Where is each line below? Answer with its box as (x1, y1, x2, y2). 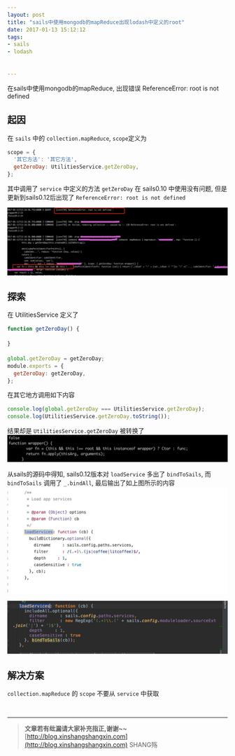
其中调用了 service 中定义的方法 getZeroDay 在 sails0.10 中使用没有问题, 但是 (7, 184, 227, 193)
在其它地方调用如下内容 (7, 391, 75, 399)
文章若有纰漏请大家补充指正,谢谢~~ (24, 724, 127, 733)
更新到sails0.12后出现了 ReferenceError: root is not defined (7, 193, 186, 202)
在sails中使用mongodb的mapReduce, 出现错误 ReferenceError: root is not (7, 84, 219, 92)
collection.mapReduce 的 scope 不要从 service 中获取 (7, 689, 159, 698)
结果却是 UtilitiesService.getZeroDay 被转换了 (7, 427, 145, 435)
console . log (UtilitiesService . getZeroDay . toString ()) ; (7, 413, 171, 420)
